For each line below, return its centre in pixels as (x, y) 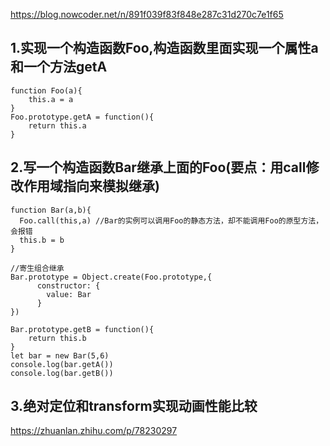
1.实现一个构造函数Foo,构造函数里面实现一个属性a (164, 48)
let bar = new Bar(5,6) (60, 355)
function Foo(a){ (46, 90)
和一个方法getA (59, 67)
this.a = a (51, 99)
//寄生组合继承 (37, 268)
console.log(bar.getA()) (62, 364)
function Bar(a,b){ (51, 210)
